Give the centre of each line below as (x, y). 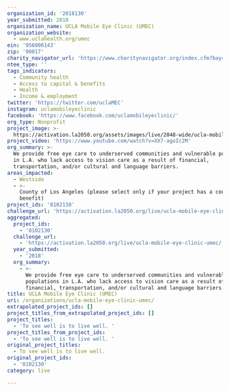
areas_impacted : (30, 173)
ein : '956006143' (32, 45)
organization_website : (39, 33)
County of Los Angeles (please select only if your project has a (116, 192)
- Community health (41, 77)
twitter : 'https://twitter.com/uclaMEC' (66, 103)
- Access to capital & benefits (60, 84)
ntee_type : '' (27, 64)
